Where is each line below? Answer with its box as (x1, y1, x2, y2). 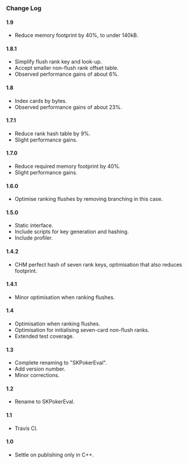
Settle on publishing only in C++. (14, 451, 94, 458)
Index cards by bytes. (14, 97, 68, 104)
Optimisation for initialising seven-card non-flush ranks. (14, 326, 150, 333)
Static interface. (14, 222, 53, 229)
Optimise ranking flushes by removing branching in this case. (14, 196, 163, 203)
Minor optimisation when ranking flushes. (14, 294, 115, 301)
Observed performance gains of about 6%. (14, 70, 119, 78)
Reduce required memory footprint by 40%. (14, 163, 121, 170)
